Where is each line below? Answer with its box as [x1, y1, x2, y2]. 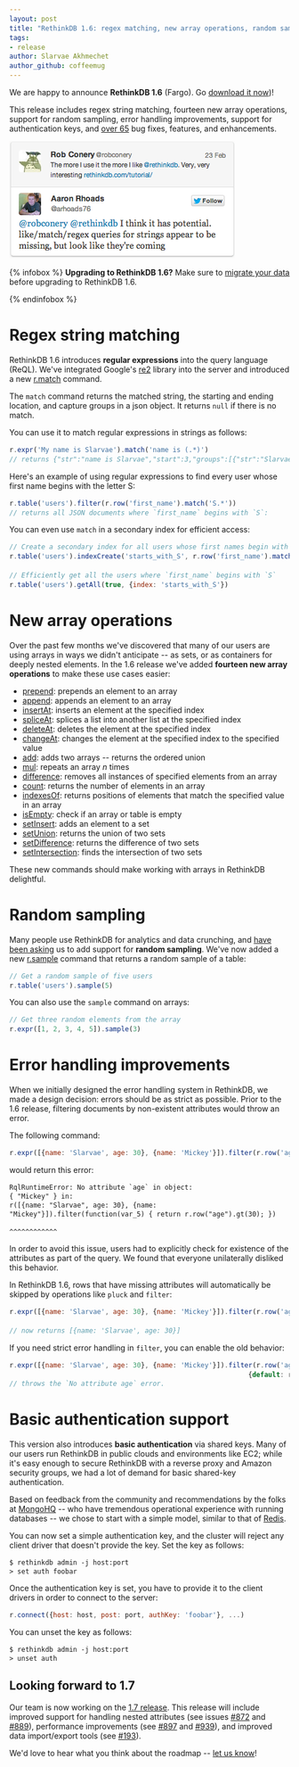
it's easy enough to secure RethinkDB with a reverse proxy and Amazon [9, 1458, 272, 1469]
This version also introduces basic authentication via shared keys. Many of [9, 1439, 287, 1449]
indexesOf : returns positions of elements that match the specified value [21, 789, 285, 800]
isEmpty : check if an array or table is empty [21, 808, 182, 820]
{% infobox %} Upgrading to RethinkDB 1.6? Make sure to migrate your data [9, 268, 290, 277]
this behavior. [9, 1262, 60, 1273]
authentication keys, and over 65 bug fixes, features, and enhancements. [9, 123, 278, 134]
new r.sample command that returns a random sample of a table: [9, 953, 246, 963]
